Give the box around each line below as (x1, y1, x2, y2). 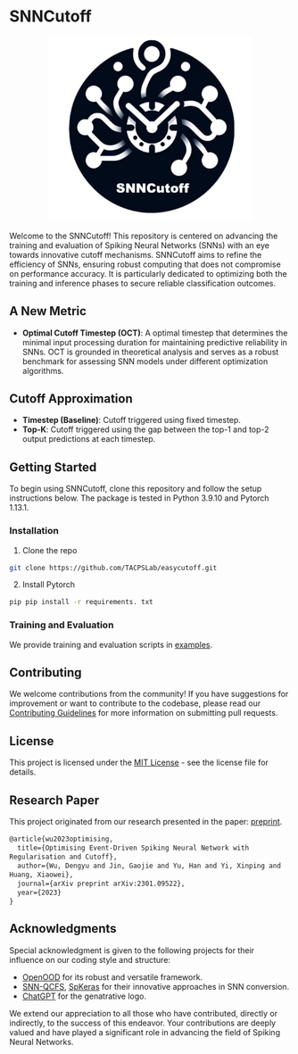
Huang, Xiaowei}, (9, 870, 74, 879)
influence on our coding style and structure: (9, 954, 171, 965)
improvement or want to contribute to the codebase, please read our (9, 698, 261, 709)
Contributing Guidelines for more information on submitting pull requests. (9, 708, 278, 718)
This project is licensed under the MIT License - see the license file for (9, 757, 269, 768)
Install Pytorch (21, 579, 76, 590)
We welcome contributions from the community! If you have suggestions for (9, 689, 289, 700)
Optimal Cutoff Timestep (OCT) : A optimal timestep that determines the (21, 328, 288, 338)
